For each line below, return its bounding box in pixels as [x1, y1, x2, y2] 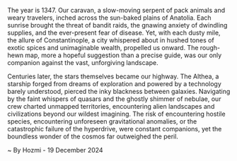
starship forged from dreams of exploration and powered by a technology [7, 80, 221, 88]
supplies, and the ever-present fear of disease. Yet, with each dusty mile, [7, 28, 221, 37]
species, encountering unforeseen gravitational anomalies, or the [7, 117, 197, 126]
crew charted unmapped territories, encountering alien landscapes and [7, 102, 215, 110]
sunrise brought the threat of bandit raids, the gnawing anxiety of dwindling [7, 21, 228, 29]
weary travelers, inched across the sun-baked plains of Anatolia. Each [7, 13, 212, 22]
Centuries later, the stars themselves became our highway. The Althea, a [7, 72, 219, 80]
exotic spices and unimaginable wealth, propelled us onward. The [7, 44, 199, 52]
